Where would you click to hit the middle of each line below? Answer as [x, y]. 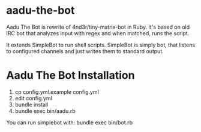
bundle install [31, 105]
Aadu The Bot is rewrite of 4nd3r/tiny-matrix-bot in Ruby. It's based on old [98, 27]
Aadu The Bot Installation [70, 76]
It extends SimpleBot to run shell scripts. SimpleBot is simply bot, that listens [101, 45]
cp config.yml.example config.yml [57, 92]
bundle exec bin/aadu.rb [45, 110]
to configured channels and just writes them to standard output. [85, 51]
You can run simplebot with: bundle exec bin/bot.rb [70, 122]
